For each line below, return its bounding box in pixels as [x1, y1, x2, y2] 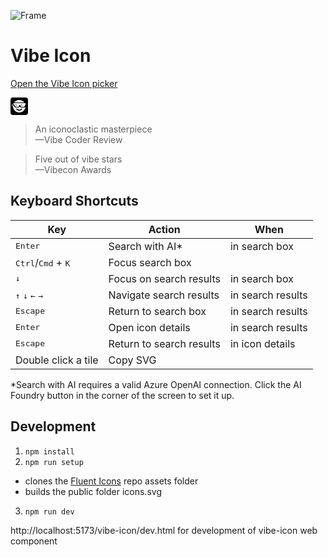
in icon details [229, 336, 296, 350]
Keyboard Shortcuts [10, 193, 139, 210]
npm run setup [24, 457, 84, 467]
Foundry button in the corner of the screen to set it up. [10, 389, 235, 401]
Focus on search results [108, 271, 221, 285]
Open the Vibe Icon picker [10, 77, 118, 89]
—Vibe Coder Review [34, 133, 123, 145]
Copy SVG [108, 353, 157, 367]
